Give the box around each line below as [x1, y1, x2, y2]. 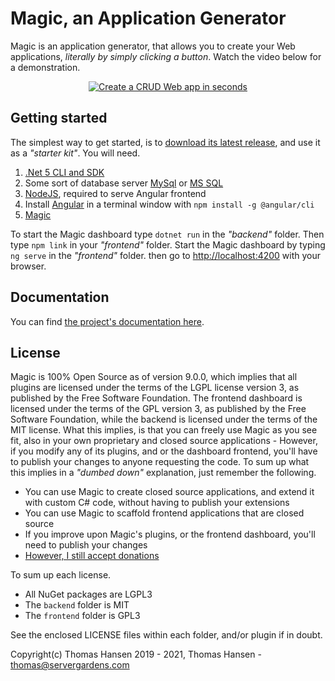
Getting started [10, 110, 108, 127]
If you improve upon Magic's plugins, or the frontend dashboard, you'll [24, 528, 316, 541]
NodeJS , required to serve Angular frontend [24, 187, 207, 199]
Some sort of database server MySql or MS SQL [24, 177, 224, 189]
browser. [10, 260, 47, 272]
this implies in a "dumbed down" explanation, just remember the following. [10, 467, 317, 479]
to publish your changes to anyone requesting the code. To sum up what [10, 456, 310, 468]
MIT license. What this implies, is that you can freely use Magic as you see [10, 424, 318, 436]
